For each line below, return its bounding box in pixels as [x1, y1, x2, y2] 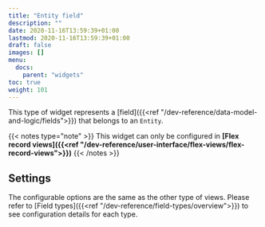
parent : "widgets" [22, 71, 84, 79]
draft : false [8, 41, 52, 49]
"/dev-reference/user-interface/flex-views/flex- [79, 140, 245, 150]
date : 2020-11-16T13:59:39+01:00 [8, 26, 120, 34]
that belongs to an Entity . [78, 116, 164, 126]
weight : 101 [8, 85, 48, 94]
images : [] [8, 49, 45, 57]
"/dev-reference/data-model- [160, 108, 258, 117]
